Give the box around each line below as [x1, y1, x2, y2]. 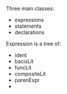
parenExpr [14, 76, 40, 83]
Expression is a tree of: [6, 41, 61, 47]
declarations [14, 29, 45, 36]
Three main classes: [6, 5, 54, 12]
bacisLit [14, 58, 34, 65]
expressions [14, 16, 44, 23]
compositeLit [14, 70, 46, 77]
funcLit [14, 64, 32, 71]
